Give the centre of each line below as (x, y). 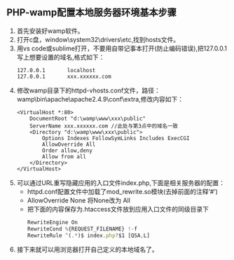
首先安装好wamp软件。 (50, 31)
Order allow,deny (67, 150)
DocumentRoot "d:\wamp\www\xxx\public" (88, 118)
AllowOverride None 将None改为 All (79, 200)
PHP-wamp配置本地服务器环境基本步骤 (91, 13)
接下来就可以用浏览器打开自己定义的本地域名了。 (87, 249)
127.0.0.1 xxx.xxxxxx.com (64, 76)
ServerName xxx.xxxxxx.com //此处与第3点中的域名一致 (104, 126)
